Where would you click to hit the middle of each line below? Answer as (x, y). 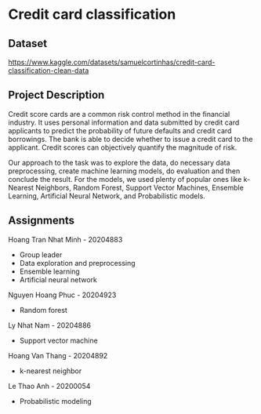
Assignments (42, 221)
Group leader (41, 254)
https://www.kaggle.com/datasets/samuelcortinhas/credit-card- (112, 62)
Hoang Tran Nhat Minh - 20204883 (65, 239)
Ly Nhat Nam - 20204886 (50, 325)
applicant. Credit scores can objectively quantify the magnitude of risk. (123, 147)
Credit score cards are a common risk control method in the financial (119, 114)
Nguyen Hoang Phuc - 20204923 (62, 295)
